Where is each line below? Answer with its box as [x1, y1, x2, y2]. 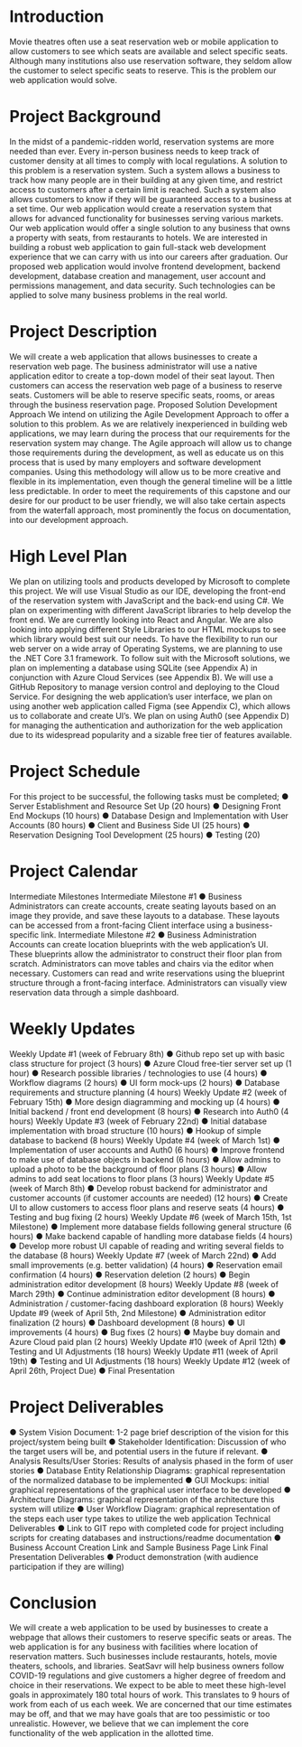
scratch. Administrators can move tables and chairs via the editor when [9, 958, 274, 968]
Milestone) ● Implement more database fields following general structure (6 [9, 1221, 292, 1232]
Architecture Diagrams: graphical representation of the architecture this [9, 1493, 275, 1505]
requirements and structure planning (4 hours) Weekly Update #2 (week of [9, 1087, 288, 1098]
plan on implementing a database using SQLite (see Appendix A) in [9, 662, 258, 673]
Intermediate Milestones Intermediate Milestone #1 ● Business [9, 891, 243, 902]
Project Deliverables [9, 1397, 164, 1417]
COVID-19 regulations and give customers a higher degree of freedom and [9, 1670, 287, 1681]
